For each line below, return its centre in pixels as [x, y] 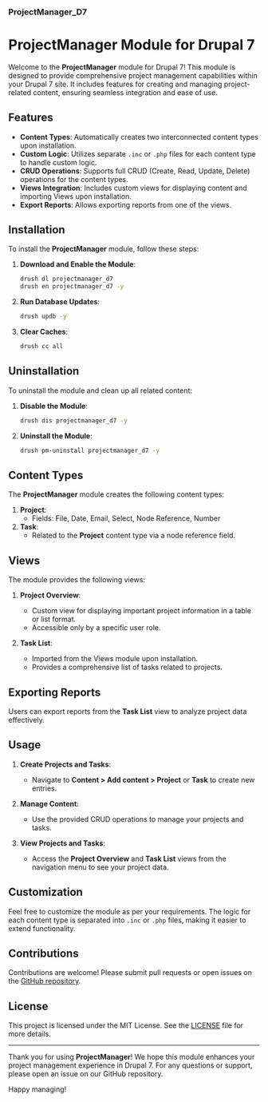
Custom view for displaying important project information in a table [142, 611]
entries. [44, 788]
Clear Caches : [44, 332]
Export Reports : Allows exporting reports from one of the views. [126, 204]
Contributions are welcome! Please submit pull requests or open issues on [130, 973]
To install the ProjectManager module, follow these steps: [104, 249]
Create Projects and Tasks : [65, 764]
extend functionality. [42, 928]
